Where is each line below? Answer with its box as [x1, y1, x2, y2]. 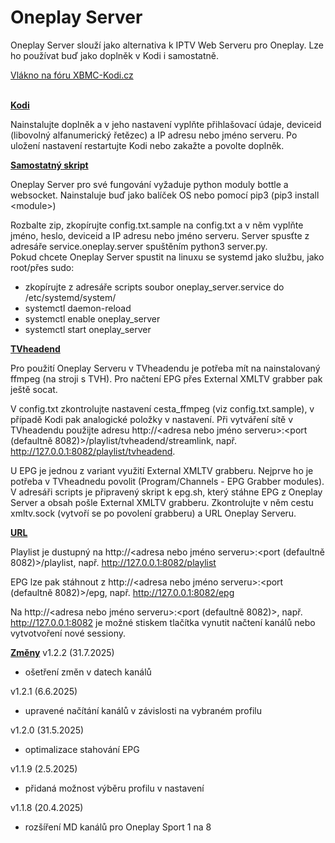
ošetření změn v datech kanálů [24, 666, 152, 678]
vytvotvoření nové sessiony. [10, 627, 126, 639]
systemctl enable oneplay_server [24, 312, 161, 325]
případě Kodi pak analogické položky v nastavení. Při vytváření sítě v [10, 413, 294, 425]
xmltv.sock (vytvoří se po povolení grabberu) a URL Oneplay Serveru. [10, 507, 297, 519]
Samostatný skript [10, 159, 89, 171]
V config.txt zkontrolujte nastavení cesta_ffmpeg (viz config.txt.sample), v [10, 402, 315, 415]
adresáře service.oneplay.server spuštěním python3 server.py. [10, 240, 268, 252]
